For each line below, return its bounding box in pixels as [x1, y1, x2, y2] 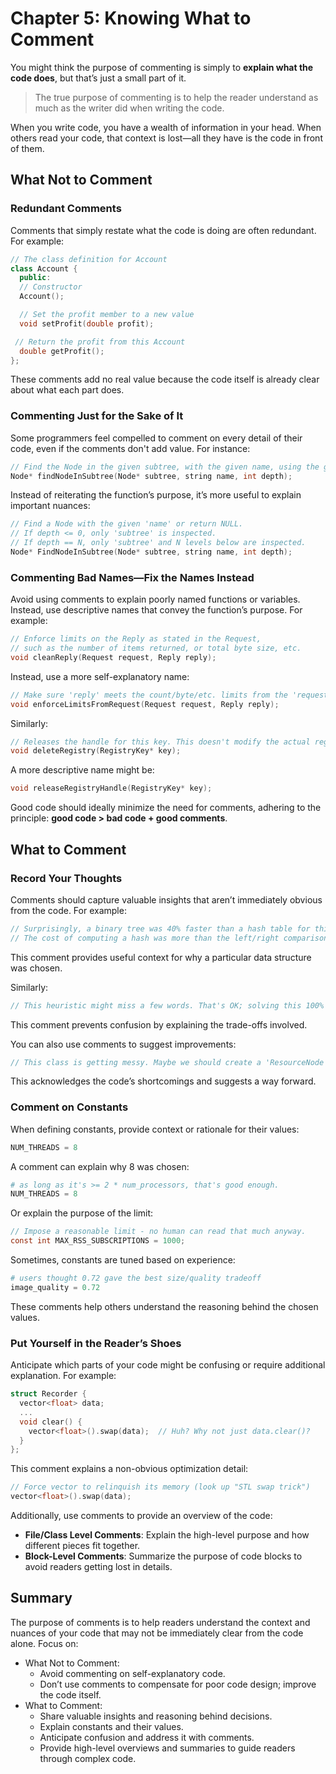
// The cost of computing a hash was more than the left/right [10, 933, 280, 943]
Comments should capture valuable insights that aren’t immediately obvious [10, 893, 323, 906]
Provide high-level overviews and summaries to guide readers [39, 1742, 296, 1754]
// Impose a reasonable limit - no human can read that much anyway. [10, 1227, 307, 1237]
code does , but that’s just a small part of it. [10, 72, 187, 84]
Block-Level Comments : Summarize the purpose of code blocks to [24, 1550, 303, 1562]
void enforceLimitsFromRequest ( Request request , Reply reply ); [10, 699, 280, 709]
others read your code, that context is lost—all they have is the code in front [10, 132, 323, 144]
